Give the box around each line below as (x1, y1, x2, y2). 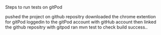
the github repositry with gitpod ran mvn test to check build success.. (5, 24, 148, 30)
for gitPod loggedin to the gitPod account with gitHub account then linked (5, 19, 157, 25)
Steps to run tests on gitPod (5, 4, 62, 10)
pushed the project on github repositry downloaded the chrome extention (5, 14, 156, 19)
